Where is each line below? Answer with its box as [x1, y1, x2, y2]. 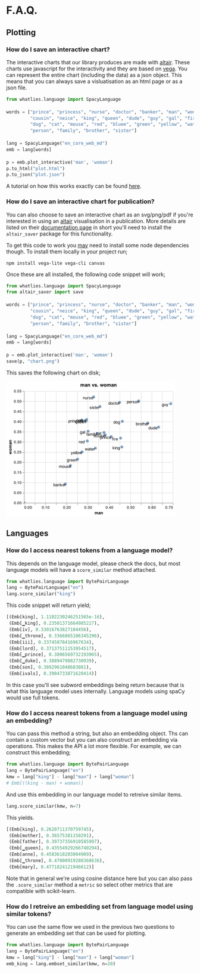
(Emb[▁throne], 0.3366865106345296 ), [8, 633, 102, 639]
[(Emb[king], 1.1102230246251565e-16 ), [6, 614, 105, 620]
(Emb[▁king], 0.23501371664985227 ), [8, 621, 100, 627]
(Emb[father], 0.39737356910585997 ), [8, 839, 102, 845]
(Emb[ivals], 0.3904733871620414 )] [8, 671, 97, 677]
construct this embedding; [6, 749, 71, 756]
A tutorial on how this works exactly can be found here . [6, 182, 142, 190]
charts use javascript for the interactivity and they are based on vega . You [6, 65, 187, 72]
